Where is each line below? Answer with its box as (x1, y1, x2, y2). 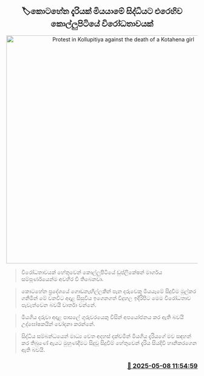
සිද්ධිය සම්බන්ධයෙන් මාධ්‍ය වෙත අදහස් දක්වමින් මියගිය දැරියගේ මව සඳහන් (21, 332, 192, 339)
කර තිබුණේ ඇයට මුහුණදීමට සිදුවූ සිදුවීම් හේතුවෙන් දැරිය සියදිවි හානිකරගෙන (21, 339, 197, 346)
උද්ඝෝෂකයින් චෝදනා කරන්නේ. (21, 320, 95, 327)
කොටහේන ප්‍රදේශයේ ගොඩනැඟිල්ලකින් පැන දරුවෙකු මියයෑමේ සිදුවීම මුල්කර (21, 287, 196, 294)
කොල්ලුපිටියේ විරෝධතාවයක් (50, 19, 154, 29)
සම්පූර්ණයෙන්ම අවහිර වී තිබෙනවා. (21, 275, 104, 282)
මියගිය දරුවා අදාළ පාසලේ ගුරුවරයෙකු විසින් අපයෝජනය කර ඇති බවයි (21, 313, 184, 321)
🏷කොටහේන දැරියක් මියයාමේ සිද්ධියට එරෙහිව (21, 6, 183, 16)
